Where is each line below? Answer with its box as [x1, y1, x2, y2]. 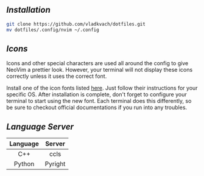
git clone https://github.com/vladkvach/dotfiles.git [6, 21, 146, 27]
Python [14, 160, 35, 168]
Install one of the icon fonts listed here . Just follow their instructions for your [6, 85, 198, 92]
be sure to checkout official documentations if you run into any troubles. [6, 104, 188, 111]
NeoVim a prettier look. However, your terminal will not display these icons [6, 66, 193, 74]
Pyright [44, 160, 66, 168]
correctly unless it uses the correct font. [6, 72, 107, 80]
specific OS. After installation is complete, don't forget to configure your [6, 91, 187, 98]
